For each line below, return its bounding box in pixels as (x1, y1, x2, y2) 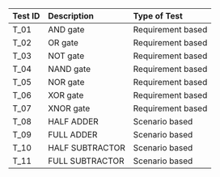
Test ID (12, 11, 40, 21)
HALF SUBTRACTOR (48, 142, 125, 153)
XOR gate (48, 90, 84, 100)
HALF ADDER (48, 116, 99, 127)
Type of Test (133, 11, 184, 21)
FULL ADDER (48, 129, 98, 140)
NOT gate (48, 50, 85, 61)
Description (48, 11, 95, 21)
